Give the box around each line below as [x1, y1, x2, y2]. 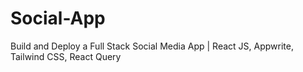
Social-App [10, 7, 106, 30]
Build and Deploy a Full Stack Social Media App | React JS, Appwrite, [10, 40, 294, 52]
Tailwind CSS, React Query [10, 50, 122, 62]
